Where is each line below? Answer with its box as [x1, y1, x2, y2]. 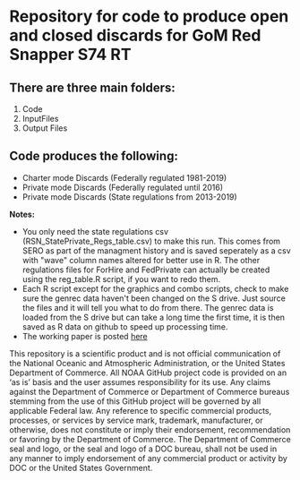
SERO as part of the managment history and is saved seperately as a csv [21, 244, 291, 256]
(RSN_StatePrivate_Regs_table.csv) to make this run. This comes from [21, 236, 280, 246]
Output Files [21, 123, 68, 133]
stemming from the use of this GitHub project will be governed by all [9, 396, 261, 407]
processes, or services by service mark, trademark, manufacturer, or [9, 415, 263, 425]
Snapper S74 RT [9, 45, 132, 64]
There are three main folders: [9, 80, 176, 95]
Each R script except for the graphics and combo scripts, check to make [21, 283, 289, 294]
